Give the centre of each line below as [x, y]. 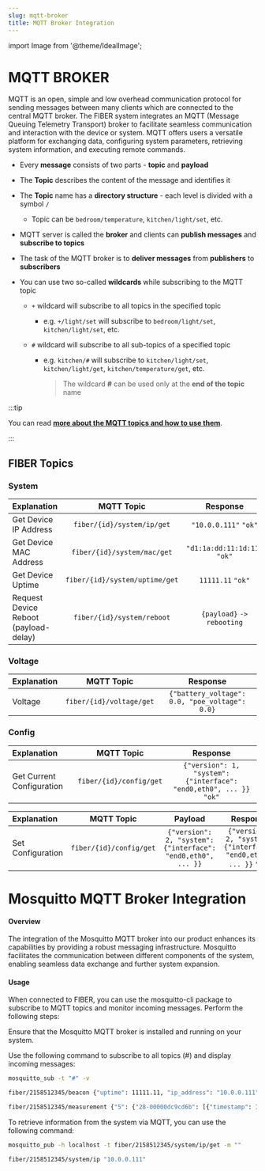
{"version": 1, [212, 765]
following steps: [34, 1017]
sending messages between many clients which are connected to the [121, 108]
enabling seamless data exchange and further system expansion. [114, 964]
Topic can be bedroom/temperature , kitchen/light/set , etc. [127, 219]
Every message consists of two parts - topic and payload [114, 165]
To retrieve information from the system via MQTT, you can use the [117, 1122]
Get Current [34, 776]
